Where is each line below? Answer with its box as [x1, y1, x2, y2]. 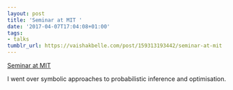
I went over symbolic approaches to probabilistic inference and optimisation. [7, 75, 227, 83]
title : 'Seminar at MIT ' [7, 17, 82, 24]
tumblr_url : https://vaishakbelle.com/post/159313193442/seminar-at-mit [7, 42, 223, 49]
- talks [7, 36, 30, 43]
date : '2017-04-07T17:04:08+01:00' [7, 23, 111, 30]
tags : [7, 29, 23, 37]
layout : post [7, 10, 45, 17]
